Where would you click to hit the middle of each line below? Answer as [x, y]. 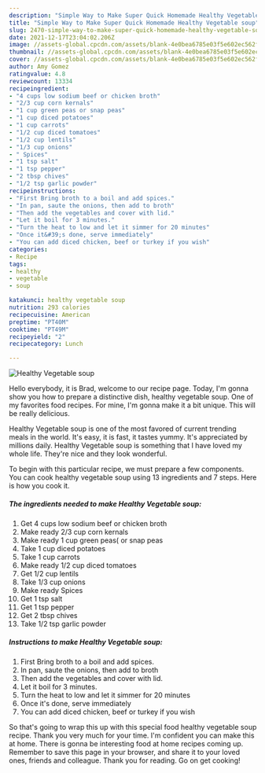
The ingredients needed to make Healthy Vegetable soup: [105, 503]
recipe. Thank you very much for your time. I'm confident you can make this [132, 735]
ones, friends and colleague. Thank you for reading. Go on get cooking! [125, 760]
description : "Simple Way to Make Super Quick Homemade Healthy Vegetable [134, 15]
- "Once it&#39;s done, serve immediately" [81, 235]
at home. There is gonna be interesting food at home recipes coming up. [126, 744]
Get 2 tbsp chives [49, 616]
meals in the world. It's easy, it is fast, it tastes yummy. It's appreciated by [129, 437]
